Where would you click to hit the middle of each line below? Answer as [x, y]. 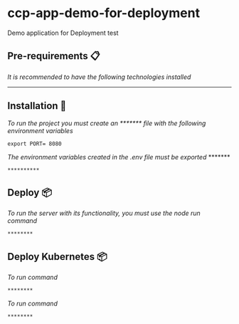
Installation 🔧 [37, 106]
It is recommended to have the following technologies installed [99, 77]
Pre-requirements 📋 [54, 56]
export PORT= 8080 [34, 144]
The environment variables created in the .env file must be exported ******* [119, 157]
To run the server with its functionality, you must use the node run [104, 213]
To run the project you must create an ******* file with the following [107, 123]
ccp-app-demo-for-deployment [104, 13]
